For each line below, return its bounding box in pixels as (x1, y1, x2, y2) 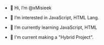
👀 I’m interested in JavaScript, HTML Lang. (10, 15, 99, 20)
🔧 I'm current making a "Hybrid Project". (10, 34, 94, 40)
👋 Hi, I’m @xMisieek (10, 5, 51, 11)
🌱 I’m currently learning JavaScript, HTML (10, 24, 97, 30)
